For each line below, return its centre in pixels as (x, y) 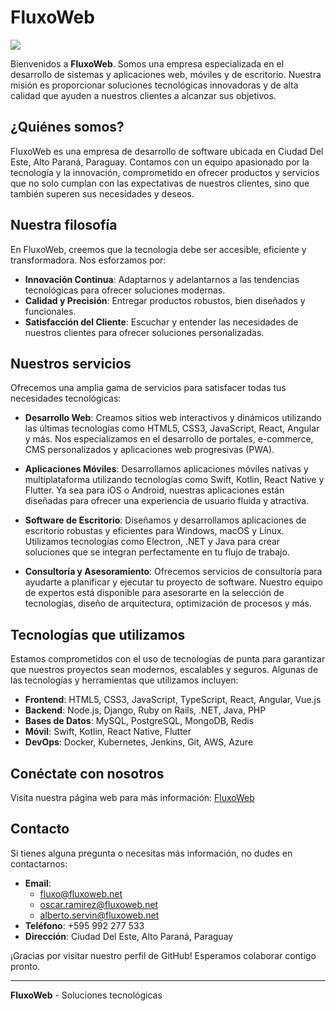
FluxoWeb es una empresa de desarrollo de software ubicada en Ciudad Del (167, 151)
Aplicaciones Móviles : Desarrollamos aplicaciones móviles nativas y (166, 469)
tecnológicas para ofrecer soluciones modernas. (125, 290)
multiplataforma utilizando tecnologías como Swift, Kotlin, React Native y (174, 480)
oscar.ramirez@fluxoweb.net (99, 904)
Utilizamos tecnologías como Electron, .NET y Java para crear (152, 542)
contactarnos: (39, 863)
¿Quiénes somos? (67, 127)
